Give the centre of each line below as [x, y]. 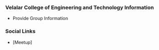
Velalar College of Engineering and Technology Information [80, 7]
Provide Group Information [40, 18]
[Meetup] [22, 42]
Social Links [21, 31]
